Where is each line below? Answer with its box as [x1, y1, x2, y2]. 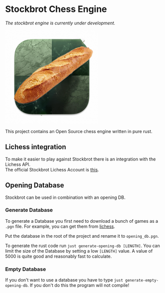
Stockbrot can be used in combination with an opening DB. [5, 194, 126, 200]
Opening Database [5, 181, 65, 190]
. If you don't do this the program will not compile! [27, 283, 129, 289]
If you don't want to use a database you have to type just [5, 277, 123, 283]
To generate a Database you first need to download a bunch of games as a [5, 218, 158, 224]
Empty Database [5, 266, 46, 273]
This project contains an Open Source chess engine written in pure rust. [5, 128, 153, 134]
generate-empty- [125, 278, 159, 283]
